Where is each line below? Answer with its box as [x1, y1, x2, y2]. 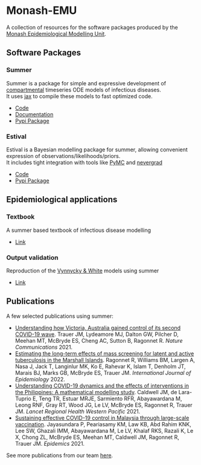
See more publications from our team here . [6, 452, 113, 459]
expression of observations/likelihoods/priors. [6, 152, 121, 159]
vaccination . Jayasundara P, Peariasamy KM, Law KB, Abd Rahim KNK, [14, 420, 192, 427]
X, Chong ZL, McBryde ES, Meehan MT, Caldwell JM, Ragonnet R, [14, 434, 179, 441]
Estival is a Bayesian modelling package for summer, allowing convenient [6, 146, 188, 153]
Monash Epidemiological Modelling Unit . [6, 30, 107, 37]
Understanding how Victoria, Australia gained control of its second [14, 324, 181, 331]
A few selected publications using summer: [6, 312, 113, 320]
